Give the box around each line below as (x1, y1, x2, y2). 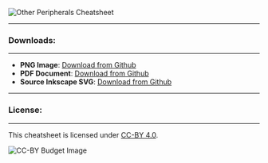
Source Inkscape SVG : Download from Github (19, 77, 172, 87)
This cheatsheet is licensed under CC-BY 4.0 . (8, 130, 159, 139)
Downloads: (8, 34, 56, 45)
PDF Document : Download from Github (19, 68, 149, 79)
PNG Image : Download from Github (19, 60, 137, 70)
